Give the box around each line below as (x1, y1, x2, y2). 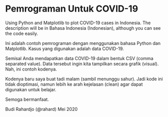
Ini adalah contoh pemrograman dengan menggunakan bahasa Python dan (5, 40, 161, 46)
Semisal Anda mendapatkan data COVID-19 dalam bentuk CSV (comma (5, 55, 154, 61)
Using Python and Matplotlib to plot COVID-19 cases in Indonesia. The (5, 20, 151, 26)
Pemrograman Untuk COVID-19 (5, 3, 138, 15)
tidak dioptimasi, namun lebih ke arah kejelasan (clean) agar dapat (5, 81, 143, 87)
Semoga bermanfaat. (5, 96, 49, 102)
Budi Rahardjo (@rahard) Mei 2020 (5, 106, 78, 112)
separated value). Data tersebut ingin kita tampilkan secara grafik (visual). (5, 61, 159, 67)
